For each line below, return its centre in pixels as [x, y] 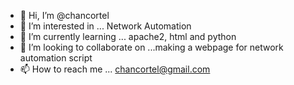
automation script [56, 58]
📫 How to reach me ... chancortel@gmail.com [115, 69]
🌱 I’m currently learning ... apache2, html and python [128, 36]
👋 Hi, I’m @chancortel [64, 15]
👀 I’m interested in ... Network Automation [105, 26]
